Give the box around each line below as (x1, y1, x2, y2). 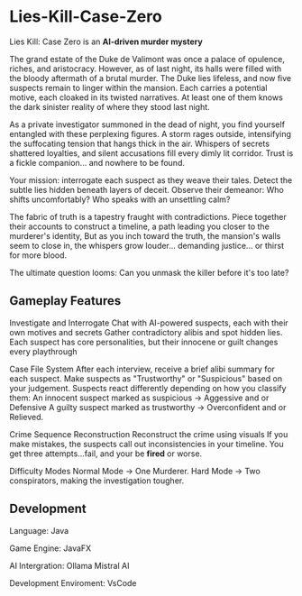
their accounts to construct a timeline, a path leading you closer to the (9, 221, 270, 232)
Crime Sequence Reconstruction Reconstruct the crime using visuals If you (9, 428, 288, 439)
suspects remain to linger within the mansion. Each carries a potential (9, 82, 268, 93)
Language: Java (9, 525, 69, 536)
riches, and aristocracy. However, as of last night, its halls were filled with (9, 63, 282, 74)
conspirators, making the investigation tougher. (9, 475, 185, 486)
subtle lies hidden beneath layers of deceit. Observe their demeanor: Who (9, 184, 284, 195)
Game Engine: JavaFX (9, 543, 92, 554)
